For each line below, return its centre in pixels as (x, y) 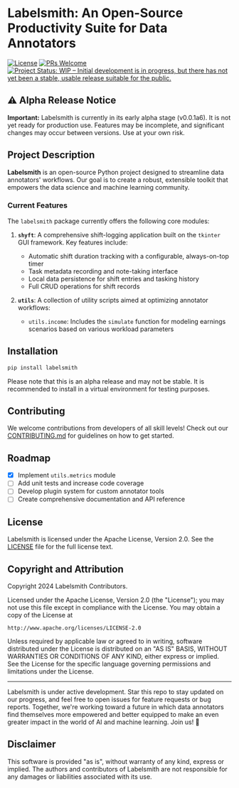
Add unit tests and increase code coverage (81, 483)
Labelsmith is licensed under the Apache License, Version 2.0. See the (111, 539)
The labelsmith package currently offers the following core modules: (108, 221)
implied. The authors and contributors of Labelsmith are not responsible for (117, 769)
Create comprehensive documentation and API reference (101, 500)
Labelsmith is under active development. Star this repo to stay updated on (116, 692)
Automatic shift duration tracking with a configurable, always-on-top (129, 256)
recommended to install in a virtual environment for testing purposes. (108, 389)
